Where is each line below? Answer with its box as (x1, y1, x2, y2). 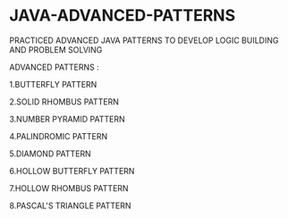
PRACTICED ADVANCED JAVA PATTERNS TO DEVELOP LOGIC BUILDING (9, 35, 279, 46)
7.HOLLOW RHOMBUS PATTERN (9, 182, 129, 193)
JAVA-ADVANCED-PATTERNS (9, 5, 235, 26)
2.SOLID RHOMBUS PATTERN (9, 96, 119, 107)
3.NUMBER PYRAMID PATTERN (9, 113, 125, 124)
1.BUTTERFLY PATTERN (9, 79, 97, 89)
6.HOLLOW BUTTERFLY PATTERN (9, 165, 135, 176)
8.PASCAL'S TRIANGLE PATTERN (9, 200, 131, 211)
